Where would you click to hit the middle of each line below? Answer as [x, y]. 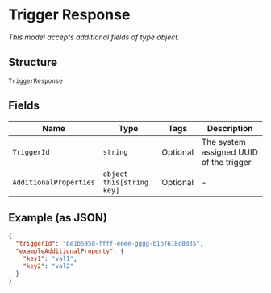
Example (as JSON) [58, 218]
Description [230, 128]
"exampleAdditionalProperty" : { [70, 251]
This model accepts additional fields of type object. [94, 37]
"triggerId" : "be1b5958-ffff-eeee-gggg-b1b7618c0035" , [110, 244]
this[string [126, 182]
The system [223, 142]
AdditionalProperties [54, 182]
